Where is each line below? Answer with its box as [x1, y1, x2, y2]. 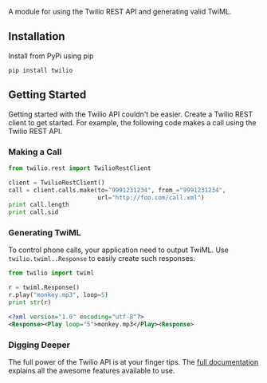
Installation [8, 30, 65, 43]
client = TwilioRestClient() [8, 179, 105, 187]
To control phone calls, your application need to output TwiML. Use [8, 245, 229, 255]
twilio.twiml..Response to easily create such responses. [8, 254, 195, 263]
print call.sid [8, 208, 59, 216]
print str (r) [8, 298, 52, 306]
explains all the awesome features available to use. [8, 366, 175, 376]
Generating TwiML [8, 227, 81, 239]
